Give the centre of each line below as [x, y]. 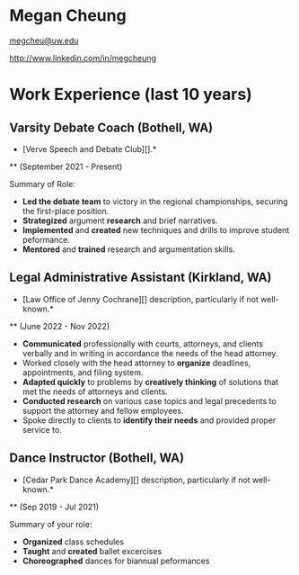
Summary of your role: [51, 524]
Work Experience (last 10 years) [131, 94]
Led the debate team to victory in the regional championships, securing [155, 201]
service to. [42, 429]
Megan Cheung [68, 16]
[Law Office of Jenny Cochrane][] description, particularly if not [140, 299]
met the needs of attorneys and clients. [95, 391]
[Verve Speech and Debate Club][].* [89, 148]
